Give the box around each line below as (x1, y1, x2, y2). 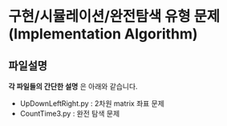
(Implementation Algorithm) (8, 25, 198, 43)
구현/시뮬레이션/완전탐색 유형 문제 (8, 7, 221, 26)
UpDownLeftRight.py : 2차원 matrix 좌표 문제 (19, 99, 164, 108)
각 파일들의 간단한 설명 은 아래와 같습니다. (8, 82, 138, 91)
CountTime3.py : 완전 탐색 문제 (19, 109, 120, 118)
